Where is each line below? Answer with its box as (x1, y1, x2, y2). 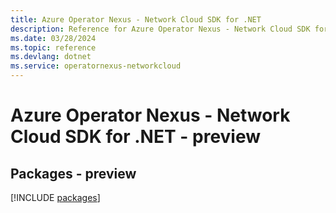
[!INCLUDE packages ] (10, 192, 101, 203)
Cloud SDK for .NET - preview (10, 126, 262, 148)
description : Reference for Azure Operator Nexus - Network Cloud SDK (10, 24, 311, 34)
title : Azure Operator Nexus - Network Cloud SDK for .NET (10, 14, 262, 25)
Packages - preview (10, 165, 137, 182)
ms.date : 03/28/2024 (10, 33, 97, 43)
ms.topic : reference (10, 42, 97, 53)
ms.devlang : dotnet (10, 52, 92, 62)
